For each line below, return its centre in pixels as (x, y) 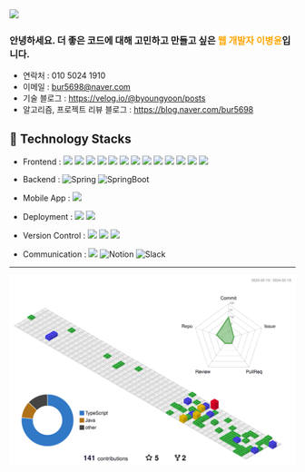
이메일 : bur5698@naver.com (77, 87)
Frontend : (42, 162)
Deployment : (48, 217)
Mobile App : (46, 198)
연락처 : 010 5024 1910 (64, 75)
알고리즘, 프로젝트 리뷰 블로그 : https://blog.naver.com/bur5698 (138, 110)
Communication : (54, 254)
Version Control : (54, 236)
